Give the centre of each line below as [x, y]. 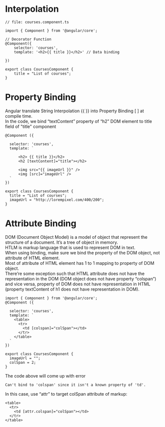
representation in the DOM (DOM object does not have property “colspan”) [81, 278]
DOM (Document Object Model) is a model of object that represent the [76, 237]
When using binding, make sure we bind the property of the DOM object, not [82, 252]
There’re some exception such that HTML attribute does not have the [75, 274]
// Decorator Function [28, 39]
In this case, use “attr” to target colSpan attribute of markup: [66, 394]
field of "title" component [31, 126]
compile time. [19, 116]
